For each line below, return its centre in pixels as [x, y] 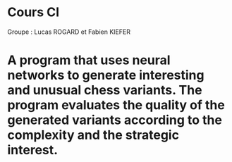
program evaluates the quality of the [116, 105]
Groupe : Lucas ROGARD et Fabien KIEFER [69, 32]
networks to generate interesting [106, 75]
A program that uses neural [89, 60]
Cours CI [33, 12]
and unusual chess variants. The [105, 91]
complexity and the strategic [93, 135]
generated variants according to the [115, 120]
